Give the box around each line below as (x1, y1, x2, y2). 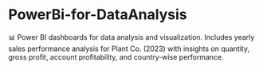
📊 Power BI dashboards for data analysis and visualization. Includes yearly (8, 32, 255, 41)
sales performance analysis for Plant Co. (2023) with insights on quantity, (8, 44, 250, 53)
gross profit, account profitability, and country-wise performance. (8, 52, 225, 61)
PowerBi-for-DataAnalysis (8, 6, 187, 24)
